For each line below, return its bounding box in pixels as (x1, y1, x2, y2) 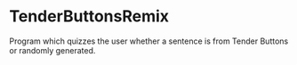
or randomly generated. (9, 45, 96, 55)
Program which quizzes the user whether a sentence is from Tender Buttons (9, 36, 289, 46)
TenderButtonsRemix (9, 6, 170, 27)
